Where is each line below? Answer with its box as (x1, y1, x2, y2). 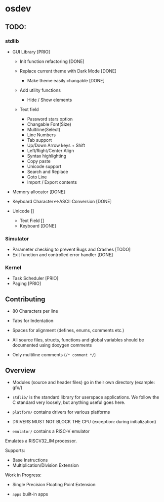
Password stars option (27, 116, 73, 122)
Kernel (5, 264, 22, 271)
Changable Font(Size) (27, 121, 72, 127)
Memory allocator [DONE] (12, 189, 65, 195)
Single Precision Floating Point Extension (12, 482, 96, 488)
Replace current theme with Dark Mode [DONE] (19, 68, 117, 74)
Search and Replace (27, 168, 68, 174)
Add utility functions (19, 87, 61, 93)
